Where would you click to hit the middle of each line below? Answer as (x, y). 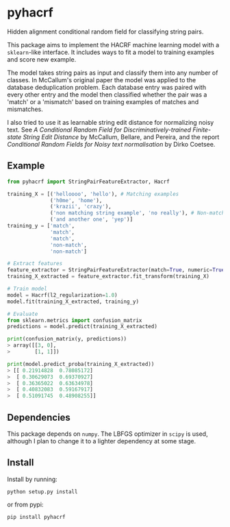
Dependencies (39, 417)
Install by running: (33, 479)
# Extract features (35, 264)
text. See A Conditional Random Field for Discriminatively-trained (99, 130)
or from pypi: (25, 504)
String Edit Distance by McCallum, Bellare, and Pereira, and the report (121, 137)
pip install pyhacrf (37, 517)
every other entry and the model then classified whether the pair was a (107, 95)
